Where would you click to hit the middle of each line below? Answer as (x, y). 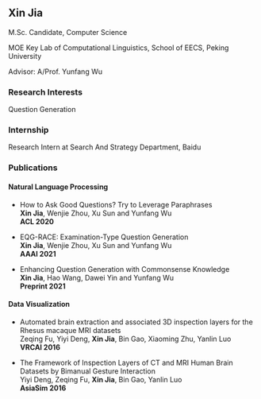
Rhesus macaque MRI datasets (70, 330)
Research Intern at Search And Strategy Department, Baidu (105, 147)
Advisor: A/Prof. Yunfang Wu (56, 72)
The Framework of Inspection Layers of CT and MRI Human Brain (126, 362)
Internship (29, 130)
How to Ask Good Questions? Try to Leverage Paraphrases (116, 204)
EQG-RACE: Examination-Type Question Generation (104, 237)
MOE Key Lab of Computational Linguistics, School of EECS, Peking (119, 48)
